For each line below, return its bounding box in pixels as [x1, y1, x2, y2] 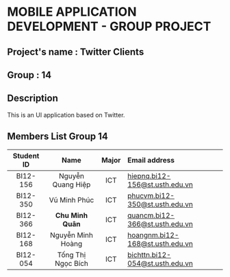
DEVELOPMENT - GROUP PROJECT [7, 19, 212, 34]
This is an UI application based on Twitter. [7, 110, 125, 119]
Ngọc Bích [54, 258, 89, 268]
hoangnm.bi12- [127, 230, 179, 240]
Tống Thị [57, 250, 86, 259]
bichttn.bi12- [127, 250, 171, 259]
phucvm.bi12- [127, 191, 175, 200]
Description [7, 93, 58, 104]
